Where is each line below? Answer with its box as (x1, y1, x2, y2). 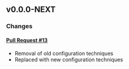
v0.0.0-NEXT (6, 5, 56, 15)
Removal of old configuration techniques (14, 50, 114, 57)
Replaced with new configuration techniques (14, 56, 124, 63)
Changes (6, 22, 33, 30)
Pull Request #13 (6, 36, 48, 43)
